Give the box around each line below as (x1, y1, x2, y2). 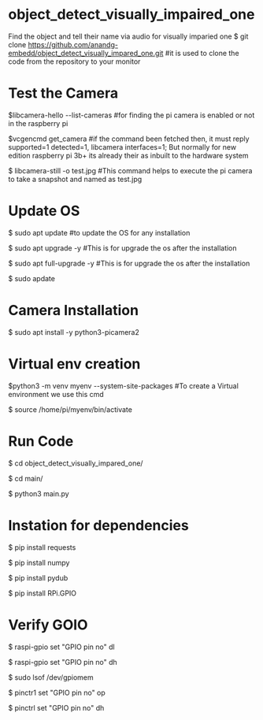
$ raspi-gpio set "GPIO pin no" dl (8, 642, 116, 651)
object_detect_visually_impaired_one (8, 6, 255, 24)
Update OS (8, 202, 80, 220)
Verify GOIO (8, 616, 88, 633)
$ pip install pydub (8, 573, 69, 582)
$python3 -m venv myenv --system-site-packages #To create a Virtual (8, 380, 239, 391)
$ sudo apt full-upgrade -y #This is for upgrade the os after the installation (8, 258, 250, 268)
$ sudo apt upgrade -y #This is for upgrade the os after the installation (8, 243, 238, 253)
